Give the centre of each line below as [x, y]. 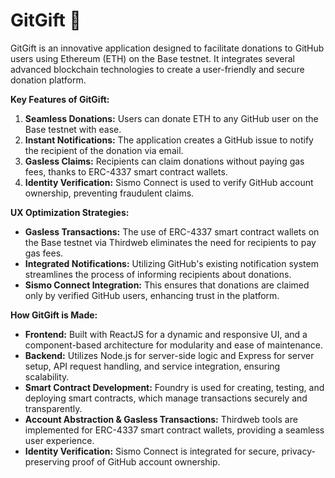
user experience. [59, 440]
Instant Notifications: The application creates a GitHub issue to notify [169, 140]
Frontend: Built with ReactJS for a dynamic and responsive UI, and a [166, 334]
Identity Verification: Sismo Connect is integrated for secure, [152, 451]
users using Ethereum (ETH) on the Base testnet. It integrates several [152, 58]
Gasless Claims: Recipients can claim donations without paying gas [164, 161]
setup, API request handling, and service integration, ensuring [152, 366]
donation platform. [48, 80]
